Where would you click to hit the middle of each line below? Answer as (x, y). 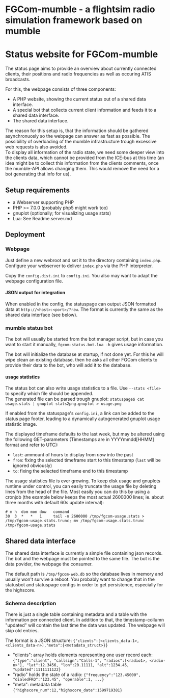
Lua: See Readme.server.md (42, 218)
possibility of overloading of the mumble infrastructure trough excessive (81, 142)
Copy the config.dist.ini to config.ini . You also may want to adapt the (81, 275)
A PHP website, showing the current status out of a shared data (79, 99)
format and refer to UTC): (32, 445)
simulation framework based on (74, 20)
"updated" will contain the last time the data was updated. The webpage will (85, 625)
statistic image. (21, 424)
